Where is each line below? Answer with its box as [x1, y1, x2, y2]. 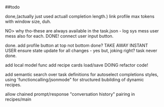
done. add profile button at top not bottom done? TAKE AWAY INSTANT [5, 43, 148, 48]
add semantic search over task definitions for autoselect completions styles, [5, 72, 159, 77]
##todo [5, 4, 20, 10]
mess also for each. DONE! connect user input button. [5, 33, 114, 39]
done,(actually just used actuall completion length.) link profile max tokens [5, 14, 155, 19]
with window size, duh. [5, 19, 51, 24]
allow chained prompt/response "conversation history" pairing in [5, 92, 135, 97]
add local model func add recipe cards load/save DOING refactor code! [5, 62, 148, 68]
